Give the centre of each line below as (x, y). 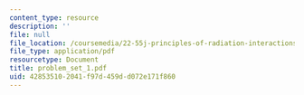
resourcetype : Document (54, 60)
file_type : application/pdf (62, 52)
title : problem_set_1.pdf (58, 69)
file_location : (38, 43)
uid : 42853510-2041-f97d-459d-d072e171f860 (93, 77)
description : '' (40, 26)
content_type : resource (54, 18)
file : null (30, 34)
